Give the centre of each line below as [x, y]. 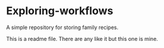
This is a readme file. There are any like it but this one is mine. [82, 39]
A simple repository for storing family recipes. [62, 27]
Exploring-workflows [60, 11]
